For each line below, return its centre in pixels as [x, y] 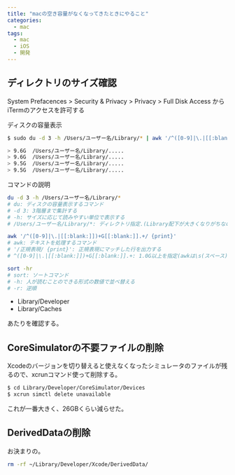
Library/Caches [40, 309]
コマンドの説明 [29, 185]
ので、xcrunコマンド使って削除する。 [67, 375]
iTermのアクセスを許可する [46, 110]
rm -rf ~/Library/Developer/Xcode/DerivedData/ [78, 464]
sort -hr [20, 268]
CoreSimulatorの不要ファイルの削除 [86, 347]
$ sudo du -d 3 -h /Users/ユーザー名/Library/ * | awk [85, 138]
